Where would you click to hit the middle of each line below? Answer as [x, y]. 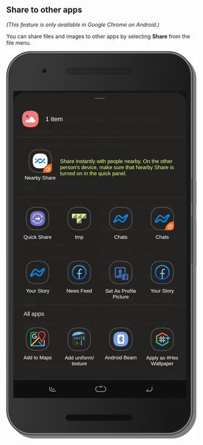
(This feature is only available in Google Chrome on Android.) [83, 24]
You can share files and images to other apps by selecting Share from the [98, 36]
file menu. [19, 42]
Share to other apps [45, 10]
